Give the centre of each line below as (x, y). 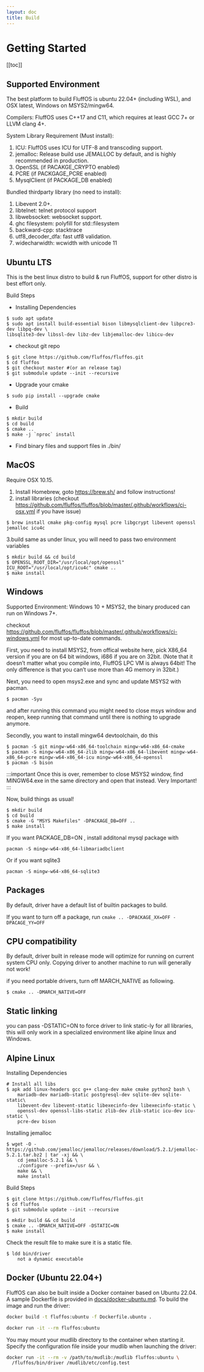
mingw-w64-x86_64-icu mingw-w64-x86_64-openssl (101, 757)
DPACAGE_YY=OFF (26, 923)
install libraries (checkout (47, 498)
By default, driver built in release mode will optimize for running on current (100, 956)
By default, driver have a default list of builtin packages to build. (87, 905)
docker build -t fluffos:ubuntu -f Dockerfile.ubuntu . (79, 1317)
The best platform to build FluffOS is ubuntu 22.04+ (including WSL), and (99, 99)
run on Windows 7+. (32, 613)
